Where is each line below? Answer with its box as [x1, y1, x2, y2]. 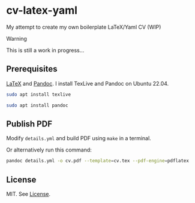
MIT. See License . [6, 190, 51, 198]
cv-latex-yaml [6, 4, 78, 17]
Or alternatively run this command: [6, 146, 92, 153]
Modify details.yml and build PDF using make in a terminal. [6, 135, 151, 142]
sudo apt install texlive [6, 91, 71, 98]
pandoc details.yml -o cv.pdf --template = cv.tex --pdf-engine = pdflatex [6, 158, 189, 164]
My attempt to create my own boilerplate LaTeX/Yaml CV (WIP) [6, 23, 161, 31]
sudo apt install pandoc [6, 102, 68, 108]
